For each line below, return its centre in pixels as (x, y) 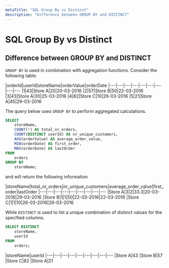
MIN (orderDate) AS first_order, (48, 144)
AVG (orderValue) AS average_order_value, (58, 139)
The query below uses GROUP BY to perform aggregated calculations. (76, 111)
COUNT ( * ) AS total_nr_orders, (46, 130)
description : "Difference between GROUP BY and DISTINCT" (67, 15)
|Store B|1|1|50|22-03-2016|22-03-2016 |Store (91, 197)
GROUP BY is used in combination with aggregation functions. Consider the (81, 70)
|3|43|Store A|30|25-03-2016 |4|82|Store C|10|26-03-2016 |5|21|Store (78, 96)
